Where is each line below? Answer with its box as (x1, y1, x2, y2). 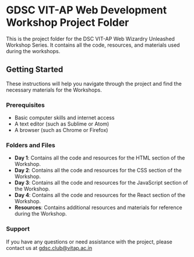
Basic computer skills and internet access (14, 114, 115, 121)
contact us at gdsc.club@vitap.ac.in (6, 244, 92, 251)
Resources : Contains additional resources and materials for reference (14, 204, 182, 211)
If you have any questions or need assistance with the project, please (6, 238, 173, 245)
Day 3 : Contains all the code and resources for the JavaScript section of (14, 179, 188, 186)
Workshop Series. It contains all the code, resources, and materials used (6, 41, 180, 48)
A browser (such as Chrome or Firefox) (14, 127, 108, 134)
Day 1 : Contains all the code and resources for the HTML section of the (14, 154, 185, 161)
